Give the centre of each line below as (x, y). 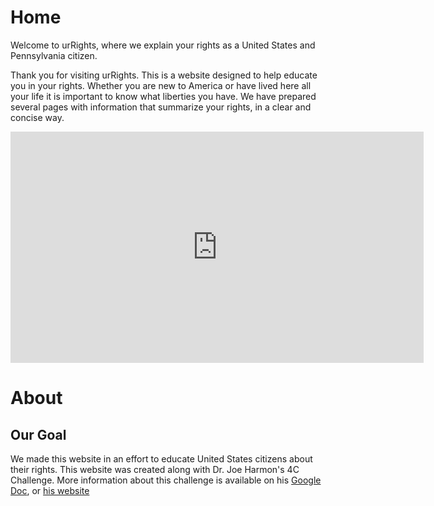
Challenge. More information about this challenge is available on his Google (166, 480)
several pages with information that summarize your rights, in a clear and (161, 107)
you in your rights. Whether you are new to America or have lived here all (161, 85)
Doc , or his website (50, 490)
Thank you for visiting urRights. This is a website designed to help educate (164, 75)
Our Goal (38, 434)
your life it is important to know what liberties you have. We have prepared (163, 96)
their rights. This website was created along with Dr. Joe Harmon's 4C (155, 469)
